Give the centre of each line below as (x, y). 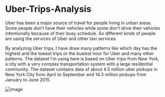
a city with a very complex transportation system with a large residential (79, 64)
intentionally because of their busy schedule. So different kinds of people (81, 33)
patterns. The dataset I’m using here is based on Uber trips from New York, (82, 58)
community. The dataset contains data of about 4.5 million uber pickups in (82, 69)
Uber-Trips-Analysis (48, 9)
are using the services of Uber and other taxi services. (61, 39)
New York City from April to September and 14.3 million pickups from (76, 74)
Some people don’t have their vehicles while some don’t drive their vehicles (83, 28)
